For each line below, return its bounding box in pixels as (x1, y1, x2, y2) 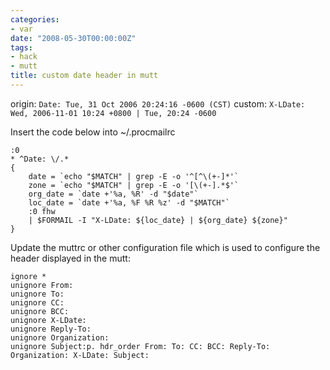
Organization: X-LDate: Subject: (10, 350, 150, 360)
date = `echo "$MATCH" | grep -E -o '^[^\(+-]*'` (28, 171, 240, 181)
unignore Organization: (10, 332, 110, 343)
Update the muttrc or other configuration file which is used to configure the (10, 241, 321, 253)
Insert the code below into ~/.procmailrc (10, 126, 176, 138)
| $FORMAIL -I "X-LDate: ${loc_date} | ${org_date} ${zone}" (28, 215, 288, 225)
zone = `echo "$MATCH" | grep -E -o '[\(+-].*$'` (28, 180, 240, 190)
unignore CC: (10, 297, 65, 308)
